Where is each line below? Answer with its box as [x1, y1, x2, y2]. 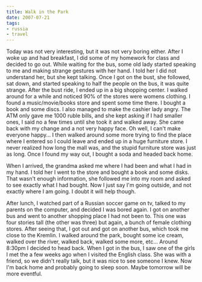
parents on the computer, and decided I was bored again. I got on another [6, 206, 190, 213]
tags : [6, 20, 20, 26]
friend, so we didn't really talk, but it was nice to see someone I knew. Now [6, 257, 192, 264]
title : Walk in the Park [6, 8, 69, 15]
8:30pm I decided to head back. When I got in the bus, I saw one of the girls [6, 245, 195, 252]
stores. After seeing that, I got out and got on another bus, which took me [6, 225, 189, 232]
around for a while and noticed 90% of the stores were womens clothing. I [6, 93, 191, 100]
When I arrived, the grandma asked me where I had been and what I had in [6, 162, 192, 170]
